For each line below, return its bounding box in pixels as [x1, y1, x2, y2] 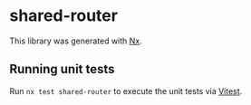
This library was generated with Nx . [9, 35, 142, 46]
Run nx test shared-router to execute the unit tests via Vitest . [9, 85, 243, 96]
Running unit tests [9, 62, 115, 77]
